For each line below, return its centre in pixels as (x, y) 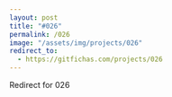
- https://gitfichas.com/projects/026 (91, 59)
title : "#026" (36, 26)
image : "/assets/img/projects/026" (76, 43)
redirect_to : (34, 51)
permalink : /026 (40, 34)
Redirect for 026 (40, 85)
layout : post (34, 18)
